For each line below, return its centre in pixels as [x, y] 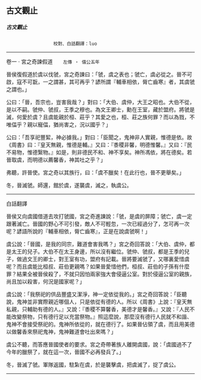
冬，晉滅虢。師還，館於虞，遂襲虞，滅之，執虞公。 [69, 185]
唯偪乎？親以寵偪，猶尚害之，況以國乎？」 [59, 125]
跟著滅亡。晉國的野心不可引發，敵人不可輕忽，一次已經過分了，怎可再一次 [98, 224]
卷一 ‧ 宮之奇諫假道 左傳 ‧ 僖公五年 [53, 62]
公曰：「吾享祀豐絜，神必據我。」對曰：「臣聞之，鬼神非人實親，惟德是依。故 [99, 137]
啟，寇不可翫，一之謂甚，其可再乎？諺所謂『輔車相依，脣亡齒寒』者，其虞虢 [100, 82]
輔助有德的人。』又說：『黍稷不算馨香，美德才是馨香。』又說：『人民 [108, 309]
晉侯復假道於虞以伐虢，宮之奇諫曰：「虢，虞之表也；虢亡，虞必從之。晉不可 [99, 74]
